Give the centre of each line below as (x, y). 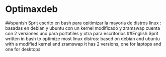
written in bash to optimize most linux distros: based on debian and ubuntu (82, 39)
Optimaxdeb (31, 9)
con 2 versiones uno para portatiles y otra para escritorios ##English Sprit (82, 33)
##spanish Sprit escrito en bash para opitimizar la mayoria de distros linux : (83, 23)
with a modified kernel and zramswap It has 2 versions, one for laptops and (83, 44)
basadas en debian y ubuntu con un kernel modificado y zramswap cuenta (83, 28)
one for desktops (23, 49)
